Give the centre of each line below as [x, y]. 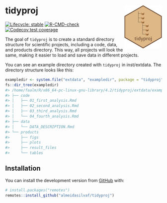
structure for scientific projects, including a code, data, [61, 44]
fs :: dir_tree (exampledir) [32, 85]
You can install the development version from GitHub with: [65, 180]
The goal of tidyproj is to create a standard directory [60, 39]
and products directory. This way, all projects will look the [64, 50]
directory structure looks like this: [39, 70]
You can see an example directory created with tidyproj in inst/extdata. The [83, 65]
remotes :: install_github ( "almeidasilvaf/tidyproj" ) [60, 195]
